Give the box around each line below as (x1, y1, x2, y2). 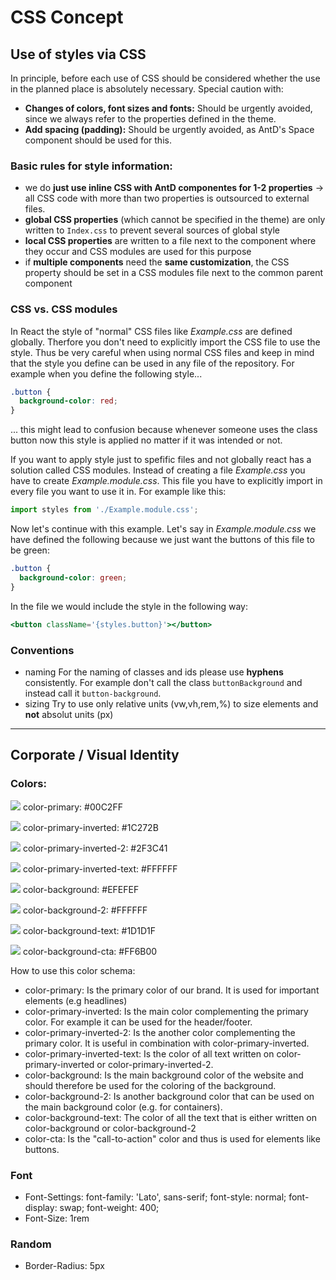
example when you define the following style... (10, 367, 203, 380)
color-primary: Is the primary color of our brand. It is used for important (24, 984, 320, 996)
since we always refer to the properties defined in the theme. (24, 113, 277, 125)
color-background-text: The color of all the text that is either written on (24, 1111, 318, 1123)
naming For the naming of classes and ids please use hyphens (24, 666, 284, 678)
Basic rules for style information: (10, 159, 173, 173)
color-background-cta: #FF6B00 (22, 945, 158, 957)
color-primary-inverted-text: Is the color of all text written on (24, 1047, 275, 1060)
